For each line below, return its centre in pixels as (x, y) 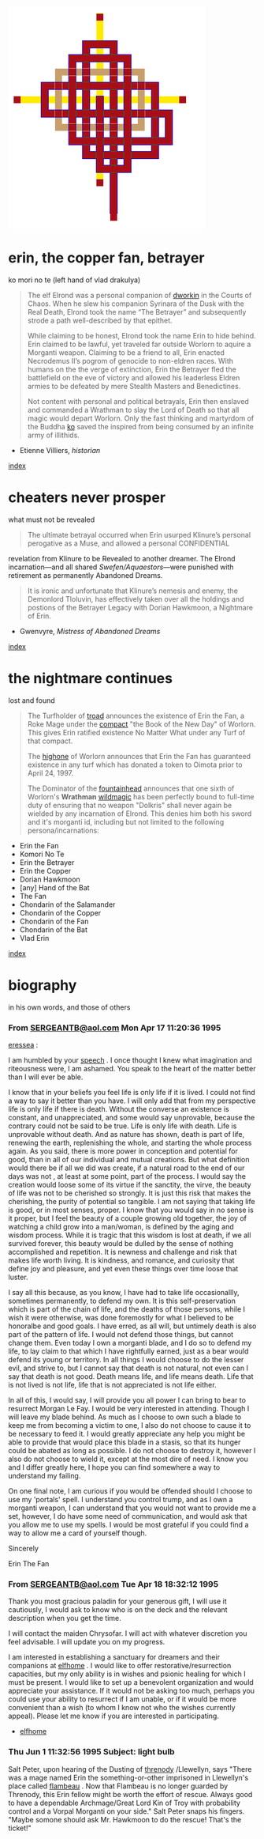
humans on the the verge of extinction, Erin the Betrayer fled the (132, 369)
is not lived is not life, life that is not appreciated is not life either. (112, 1385)
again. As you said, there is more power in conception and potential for (123, 1151)
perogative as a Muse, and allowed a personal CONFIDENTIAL (128, 543)
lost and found (32, 700)
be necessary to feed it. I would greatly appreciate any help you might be (127, 1434)
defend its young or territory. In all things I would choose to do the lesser (126, 1360)
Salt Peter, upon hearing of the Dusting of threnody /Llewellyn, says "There (130, 1769)
